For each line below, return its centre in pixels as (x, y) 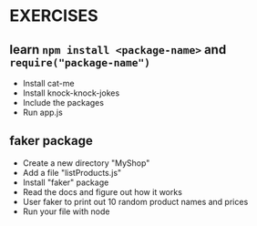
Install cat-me (48, 83)
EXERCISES (54, 16)
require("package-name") (80, 62)
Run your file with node (66, 211)
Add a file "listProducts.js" (72, 172)
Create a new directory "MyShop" (86, 163)
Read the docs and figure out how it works (102, 191)
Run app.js (43, 112)
